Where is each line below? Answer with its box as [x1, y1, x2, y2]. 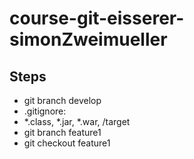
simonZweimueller [9, 28, 168, 51]
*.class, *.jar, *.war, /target [23, 116, 131, 127]
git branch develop [23, 95, 102, 106]
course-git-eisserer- [9, 7, 185, 30]
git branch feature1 [23, 127, 102, 138]
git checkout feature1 [23, 137, 111, 149]
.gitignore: [23, 105, 67, 117]
